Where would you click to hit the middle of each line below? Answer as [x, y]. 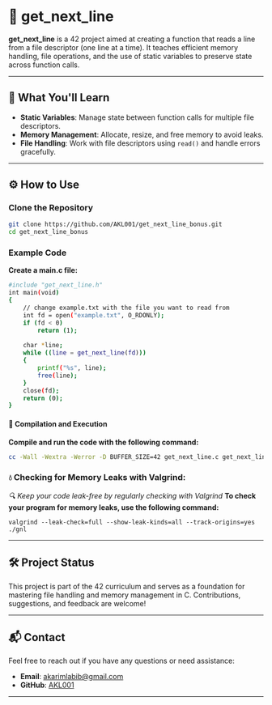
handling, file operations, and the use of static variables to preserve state [130, 56]
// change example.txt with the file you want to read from [126, 308]
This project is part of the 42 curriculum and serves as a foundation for [127, 586]
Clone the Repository [51, 208]
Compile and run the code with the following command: [104, 442]
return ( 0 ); [43, 398]
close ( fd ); [41, 391]
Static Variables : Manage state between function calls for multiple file [137, 117]
